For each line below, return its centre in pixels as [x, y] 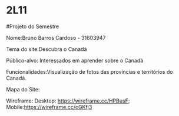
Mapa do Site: [23, 89]
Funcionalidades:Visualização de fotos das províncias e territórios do [89, 71]
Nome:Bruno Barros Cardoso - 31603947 [56, 37]
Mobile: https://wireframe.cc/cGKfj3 [49, 107]
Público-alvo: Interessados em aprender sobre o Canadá [75, 60]
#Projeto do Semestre [33, 26]
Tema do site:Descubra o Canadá [47, 49]
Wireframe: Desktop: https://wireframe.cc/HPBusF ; [68, 101]
